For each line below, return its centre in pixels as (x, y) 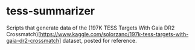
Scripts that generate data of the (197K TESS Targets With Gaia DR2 (91, 28)
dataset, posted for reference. (100, 40)
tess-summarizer (51, 11)
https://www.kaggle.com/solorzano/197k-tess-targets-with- (114, 34)
